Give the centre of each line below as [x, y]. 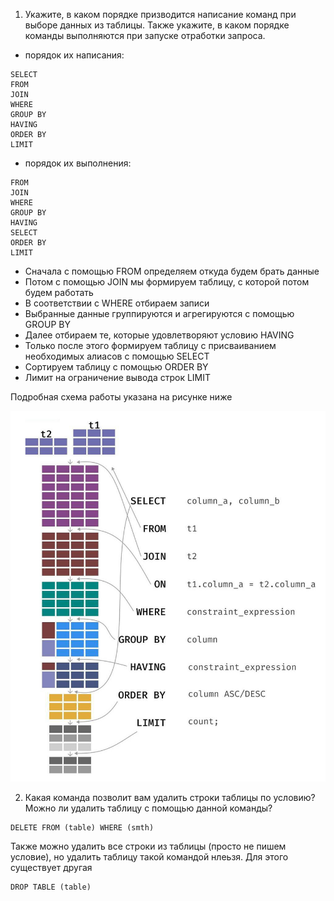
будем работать [59, 292]
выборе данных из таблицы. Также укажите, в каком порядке [157, 25]
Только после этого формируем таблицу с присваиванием [150, 345]
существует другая [51, 867]
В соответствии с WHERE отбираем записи [117, 303]
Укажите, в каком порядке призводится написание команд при [160, 14]
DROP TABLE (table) [51, 887]
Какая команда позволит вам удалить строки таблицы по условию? [170, 797]
